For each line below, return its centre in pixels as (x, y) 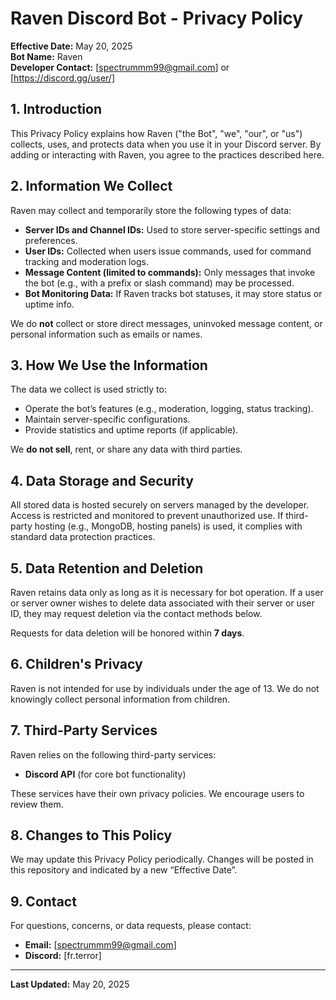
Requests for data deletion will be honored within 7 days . (127, 633)
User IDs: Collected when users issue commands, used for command (168, 251)
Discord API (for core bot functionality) (105, 774)
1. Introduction (56, 109)
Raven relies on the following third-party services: (113, 754)
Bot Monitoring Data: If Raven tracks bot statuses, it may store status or (173, 293)
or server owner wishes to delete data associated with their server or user (162, 603)
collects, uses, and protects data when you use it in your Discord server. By (166, 144)
